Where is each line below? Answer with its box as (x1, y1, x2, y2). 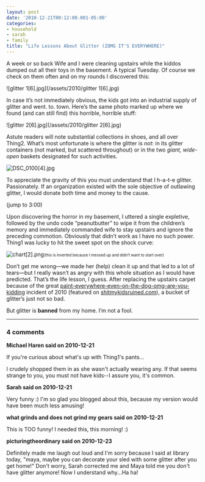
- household (6, 26, 37, 32)
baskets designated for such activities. (20, 152, 118, 159)
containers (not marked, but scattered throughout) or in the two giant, (6, 146, 182, 153)
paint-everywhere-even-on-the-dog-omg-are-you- (60, 282, 190, 289)
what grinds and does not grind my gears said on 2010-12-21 (6, 414, 164, 422)
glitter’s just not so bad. (6, 294, 65, 302)
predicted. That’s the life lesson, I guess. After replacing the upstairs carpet (6, 276, 196, 283)
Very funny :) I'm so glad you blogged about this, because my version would (6, 395, 198, 403)
